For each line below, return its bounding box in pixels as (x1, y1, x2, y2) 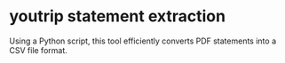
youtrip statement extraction (9, 6, 226, 27)
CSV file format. (9, 44, 68, 55)
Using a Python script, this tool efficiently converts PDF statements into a (9, 35, 277, 46)
